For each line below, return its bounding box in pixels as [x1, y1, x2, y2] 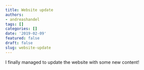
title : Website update [5, 7, 53, 13]
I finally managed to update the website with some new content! [5, 59, 139, 65]
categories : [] [5, 26, 38, 31]
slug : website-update [5, 45, 51, 50]
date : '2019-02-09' [5, 31, 47, 36]
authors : [5, 12, 24, 17]
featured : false [5, 36, 40, 41]
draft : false [5, 41, 33, 46]
